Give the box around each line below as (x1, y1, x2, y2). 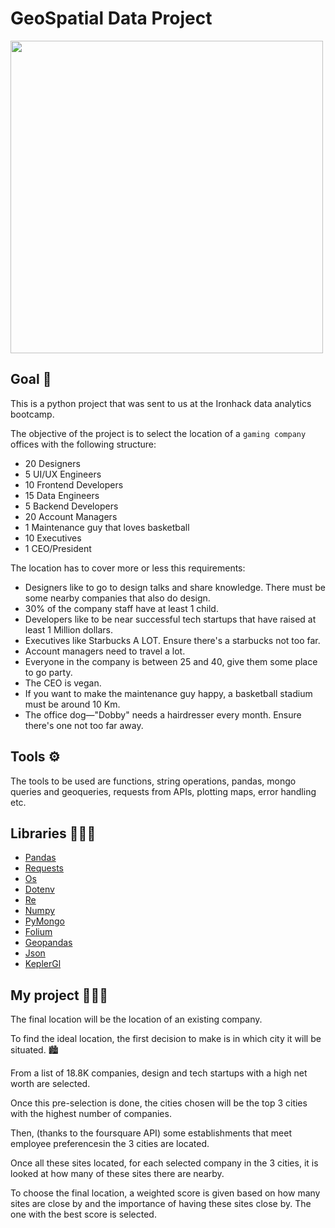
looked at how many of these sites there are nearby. (10, 1168, 225, 1180)
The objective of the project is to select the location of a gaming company (10, 427, 307, 439)
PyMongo (24, 915, 65, 927)
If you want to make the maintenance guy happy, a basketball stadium (24, 687, 313, 699)
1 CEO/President (24, 542, 92, 554)
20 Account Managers (24, 510, 118, 522)
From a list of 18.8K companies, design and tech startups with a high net (10, 1067, 308, 1079)
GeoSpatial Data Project (10, 7, 213, 30)
